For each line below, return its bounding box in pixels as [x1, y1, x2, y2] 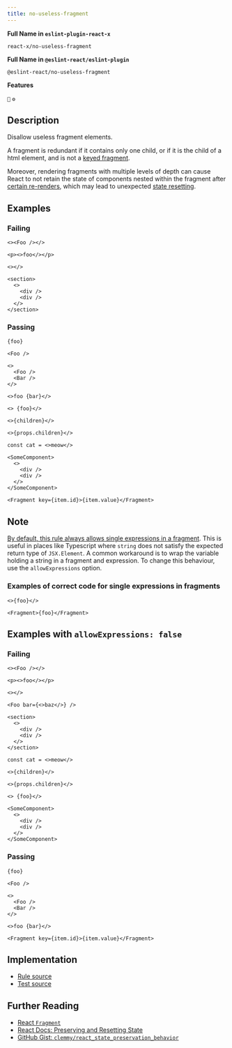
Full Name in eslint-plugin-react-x [7, 29, 111, 38]
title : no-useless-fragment [7, 10, 89, 17]
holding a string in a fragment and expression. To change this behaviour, [7, 556, 215, 565]
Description [7, 114, 59, 126]
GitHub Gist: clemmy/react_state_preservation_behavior [17, 1033, 179, 1042]
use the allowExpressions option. [7, 564, 102, 572]
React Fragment [17, 1019, 61, 1027]
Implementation [7, 953, 78, 966]
